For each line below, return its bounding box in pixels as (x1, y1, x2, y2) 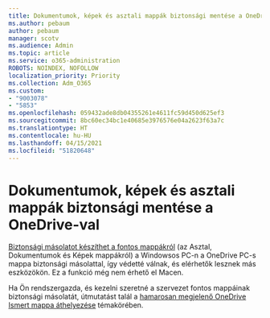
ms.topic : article (8, 49, 70, 57)
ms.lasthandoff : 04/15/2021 (8, 138, 103, 147)
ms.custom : (8, 86, 45, 95)
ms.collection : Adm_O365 (8, 79, 92, 87)
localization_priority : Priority (8, 72, 121, 80)
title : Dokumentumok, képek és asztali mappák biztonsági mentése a (8, 11, 243, 20)
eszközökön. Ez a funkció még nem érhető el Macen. (8, 267, 184, 278)
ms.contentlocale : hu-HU (8, 131, 92, 139)
